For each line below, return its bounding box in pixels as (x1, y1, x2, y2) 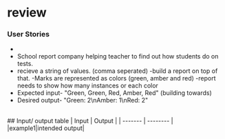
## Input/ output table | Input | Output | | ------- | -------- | (7, 117, 173, 125)
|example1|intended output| (7, 124, 85, 132)
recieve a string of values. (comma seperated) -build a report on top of (17, 67, 218, 75)
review (7, 5, 47, 21)
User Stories (7, 30, 50, 39)
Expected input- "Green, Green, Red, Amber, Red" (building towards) (17, 89, 212, 97)
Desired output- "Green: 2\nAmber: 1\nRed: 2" (17, 96, 149, 105)
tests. (17, 60, 33, 68)
